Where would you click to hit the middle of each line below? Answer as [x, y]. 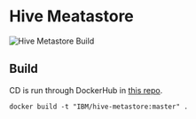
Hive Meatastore [72, 16]
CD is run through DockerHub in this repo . [86, 90]
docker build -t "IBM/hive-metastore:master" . [99, 107]
